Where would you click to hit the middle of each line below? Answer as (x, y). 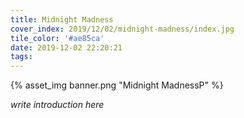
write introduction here (57, 105)
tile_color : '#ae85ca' (57, 38)
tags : (21, 57)
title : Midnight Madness (62, 19)
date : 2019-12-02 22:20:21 (66, 47)
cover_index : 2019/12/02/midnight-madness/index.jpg (122, 29)
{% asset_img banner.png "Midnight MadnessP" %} (117, 85)
